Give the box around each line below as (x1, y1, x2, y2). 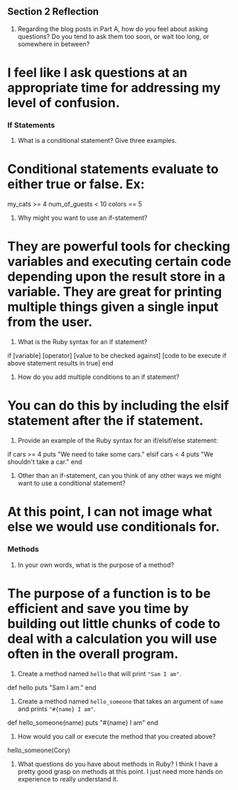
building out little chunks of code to (7, 615, 221, 631)
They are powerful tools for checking (7, 238, 231, 255)
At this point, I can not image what (7, 504, 213, 520)
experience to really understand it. (17, 774, 119, 783)
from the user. (7, 314, 93, 330)
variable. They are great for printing (7, 284, 222, 300)
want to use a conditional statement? (17, 479, 126, 488)
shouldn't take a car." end (7, 458, 82, 466)
